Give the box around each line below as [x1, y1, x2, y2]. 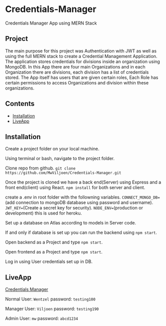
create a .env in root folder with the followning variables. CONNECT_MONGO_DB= [5, 194, 161, 200]
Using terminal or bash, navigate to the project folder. [5, 155, 115, 161]
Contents [5, 99, 35, 108]
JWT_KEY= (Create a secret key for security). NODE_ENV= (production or [5, 205, 143, 211]
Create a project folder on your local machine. [5, 146, 100, 152]
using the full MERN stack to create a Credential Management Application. [5, 53, 158, 59]
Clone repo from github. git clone [5, 165, 76, 171]
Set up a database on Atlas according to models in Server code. [5, 220, 136, 226]
